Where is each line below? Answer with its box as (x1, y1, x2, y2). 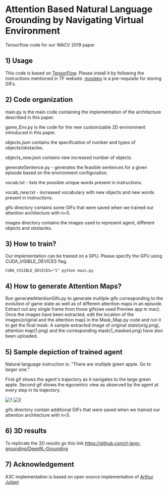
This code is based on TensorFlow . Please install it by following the (5, 70, 144, 76)
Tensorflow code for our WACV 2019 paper (5, 42, 95, 48)
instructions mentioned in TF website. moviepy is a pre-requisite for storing (5, 75, 161, 81)
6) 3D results (5, 427, 47, 435)
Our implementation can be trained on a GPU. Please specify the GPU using (5, 253, 162, 259)
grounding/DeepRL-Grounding (5, 445, 68, 452)
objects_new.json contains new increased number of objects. (5, 154, 133, 160)
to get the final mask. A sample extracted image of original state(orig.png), (5, 322, 160, 329)
